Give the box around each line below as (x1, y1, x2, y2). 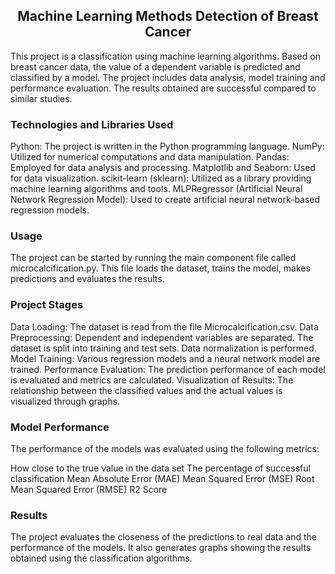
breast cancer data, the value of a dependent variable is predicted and (10, 60, 301, 73)
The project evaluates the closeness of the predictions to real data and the (10, 531, 317, 543)
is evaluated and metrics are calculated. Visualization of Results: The (10, 374, 294, 386)
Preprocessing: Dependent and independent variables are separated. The (10, 331, 314, 343)
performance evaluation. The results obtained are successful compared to (10, 82, 317, 94)
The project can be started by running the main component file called (10, 252, 297, 264)
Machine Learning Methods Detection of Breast (17, 8, 319, 25)
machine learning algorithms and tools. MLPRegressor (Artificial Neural (10, 183, 303, 195)
